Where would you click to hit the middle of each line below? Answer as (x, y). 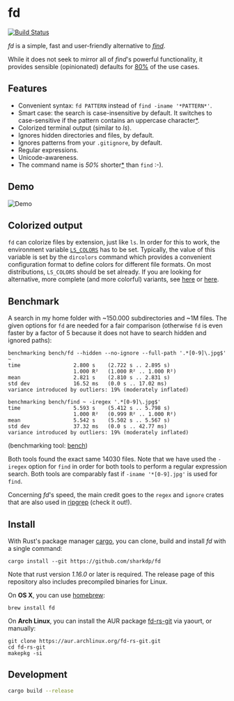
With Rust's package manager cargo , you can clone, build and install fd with (117, 541)
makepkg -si (25, 654)
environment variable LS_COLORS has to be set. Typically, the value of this (111, 250)
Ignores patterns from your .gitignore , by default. (90, 142)
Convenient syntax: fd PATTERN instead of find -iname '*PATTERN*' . (115, 105)
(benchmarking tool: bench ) (48, 445)
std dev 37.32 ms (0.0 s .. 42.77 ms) (88, 427)
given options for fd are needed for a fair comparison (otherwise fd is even (115, 325)
